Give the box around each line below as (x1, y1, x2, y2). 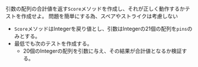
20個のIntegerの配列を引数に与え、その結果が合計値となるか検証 (23, 47, 182, 55)
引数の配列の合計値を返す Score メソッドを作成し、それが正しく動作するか (5, 5, 185, 12)
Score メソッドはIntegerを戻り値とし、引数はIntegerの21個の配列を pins (14, 25, 187, 32)
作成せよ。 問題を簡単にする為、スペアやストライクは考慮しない (21, 12, 178, 20)
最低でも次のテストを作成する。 (14, 40, 92, 47)
